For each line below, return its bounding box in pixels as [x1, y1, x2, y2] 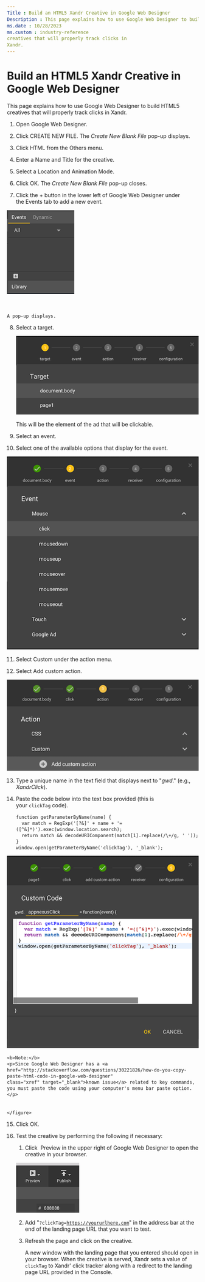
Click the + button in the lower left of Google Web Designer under [15, 191, 180, 198]
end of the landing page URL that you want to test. [24, 1225, 151, 1233]
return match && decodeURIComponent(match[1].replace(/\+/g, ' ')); [21, 833, 199, 839]
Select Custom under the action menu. [15, 656, 113, 663]
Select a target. [15, 323, 54, 331]
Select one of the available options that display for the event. [15, 444, 169, 452]
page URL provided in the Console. [24, 1269, 113, 1276]
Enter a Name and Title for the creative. [15, 156, 115, 163]
